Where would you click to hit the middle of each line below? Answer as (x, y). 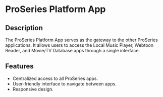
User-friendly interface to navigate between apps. (65, 83)
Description (24, 28)
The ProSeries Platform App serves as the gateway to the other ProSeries (82, 40)
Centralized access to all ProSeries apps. (55, 78)
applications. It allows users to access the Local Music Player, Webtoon (79, 45)
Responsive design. (33, 89)
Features (19, 66)
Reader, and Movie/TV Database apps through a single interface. (73, 51)
